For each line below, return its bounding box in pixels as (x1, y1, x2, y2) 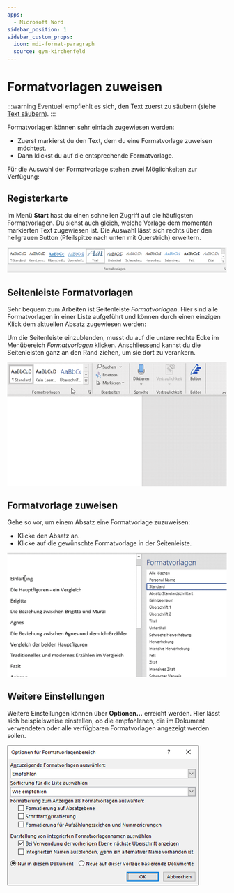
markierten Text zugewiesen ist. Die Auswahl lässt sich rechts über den (7, 226, 212, 234)
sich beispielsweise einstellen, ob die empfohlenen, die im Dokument (7, 716, 205, 725)
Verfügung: (7, 172, 40, 181)
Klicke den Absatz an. (17, 531, 80, 540)
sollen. (7, 731, 26, 739)
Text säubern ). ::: (7, 109, 56, 118)
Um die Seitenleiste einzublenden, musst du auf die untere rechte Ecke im (7, 334, 219, 342)
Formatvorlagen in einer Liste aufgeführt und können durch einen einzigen (7, 313, 221, 321)
